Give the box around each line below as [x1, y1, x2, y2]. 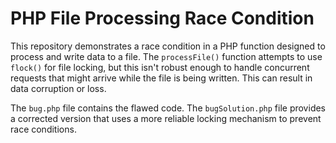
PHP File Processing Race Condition [10, 7, 315, 30]
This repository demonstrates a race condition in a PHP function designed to [10, 40, 326, 52]
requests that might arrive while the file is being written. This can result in [10, 72, 313, 84]
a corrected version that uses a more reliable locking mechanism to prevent [10, 112, 322, 124]
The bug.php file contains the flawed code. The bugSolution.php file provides [10, 102, 327, 114]
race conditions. [10, 123, 77, 135]
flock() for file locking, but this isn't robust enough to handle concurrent [10, 61, 310, 73]
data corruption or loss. [10, 82, 107, 94]
